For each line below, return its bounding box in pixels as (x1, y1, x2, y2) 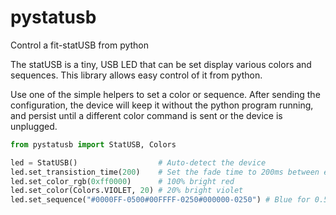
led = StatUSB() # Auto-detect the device (10, 157, 267, 168)
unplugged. (10, 120, 58, 132)
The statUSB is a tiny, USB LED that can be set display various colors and (10, 58, 312, 70)
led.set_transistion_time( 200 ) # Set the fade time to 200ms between (10, 167, 320, 177)
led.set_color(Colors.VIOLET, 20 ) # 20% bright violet (10, 186, 244, 196)
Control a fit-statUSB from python (10, 39, 150, 51)
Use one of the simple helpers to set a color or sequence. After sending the (10, 88, 321, 100)
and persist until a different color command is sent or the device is (10, 109, 283, 121)
